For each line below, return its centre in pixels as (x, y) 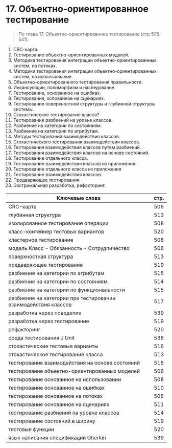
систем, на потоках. (35, 66)
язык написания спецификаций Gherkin (57, 437)
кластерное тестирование (41, 240)
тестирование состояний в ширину (52, 421)
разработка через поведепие (45, 313)
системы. (23, 109)
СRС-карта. (26, 49)
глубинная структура (35, 215)
